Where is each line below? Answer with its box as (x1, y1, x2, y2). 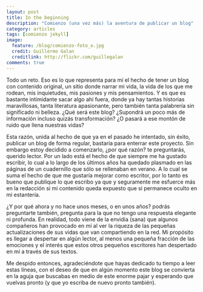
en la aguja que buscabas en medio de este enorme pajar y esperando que (6, 272, 194, 279)
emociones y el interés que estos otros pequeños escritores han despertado (6, 241, 197, 248)
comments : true (6, 59, 45, 65)
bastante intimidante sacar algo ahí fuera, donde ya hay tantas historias (6, 95, 185, 103)
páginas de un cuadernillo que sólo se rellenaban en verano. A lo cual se (6, 165, 188, 173)
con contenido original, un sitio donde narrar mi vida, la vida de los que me (6, 82, 193, 90)
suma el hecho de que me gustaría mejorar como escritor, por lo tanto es (6, 171, 188, 179)
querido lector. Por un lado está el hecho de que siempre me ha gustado (6, 152, 187, 159)
